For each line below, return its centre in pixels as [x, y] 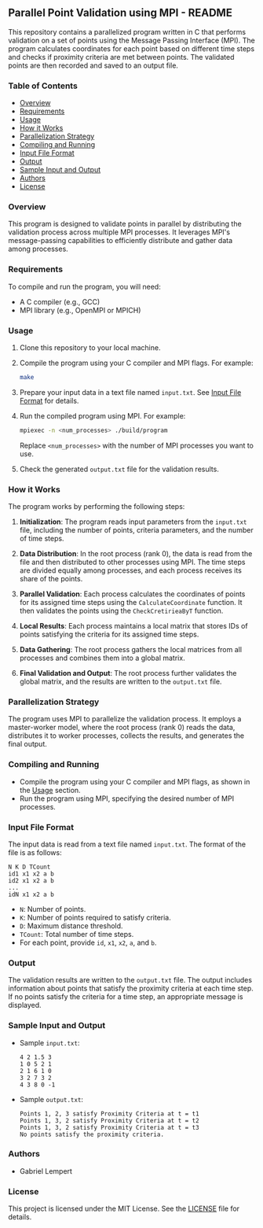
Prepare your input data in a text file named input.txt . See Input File [130, 392]
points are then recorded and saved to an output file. [93, 65]
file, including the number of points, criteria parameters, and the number [136, 530]
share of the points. [51, 579]
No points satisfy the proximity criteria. [92, 1134]
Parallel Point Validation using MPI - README [121, 13]
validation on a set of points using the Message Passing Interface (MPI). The [131, 40]
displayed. [25, 1005]
